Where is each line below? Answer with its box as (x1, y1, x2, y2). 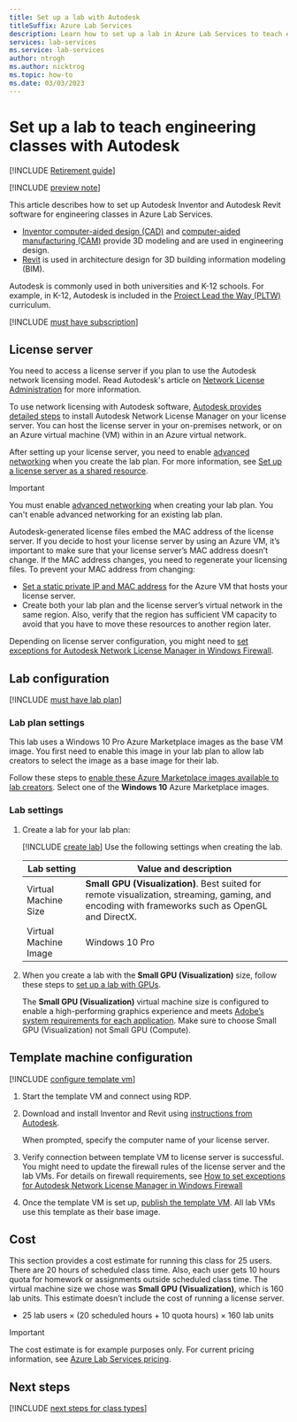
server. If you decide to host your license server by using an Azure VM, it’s (9, 536, 280, 547)
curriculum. (9, 299, 51, 310)
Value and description (136, 862, 232, 874)
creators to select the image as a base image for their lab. (9, 756, 219, 766)
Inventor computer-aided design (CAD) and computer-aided (21, 226, 241, 236)
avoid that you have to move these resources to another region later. (21, 619, 271, 629)
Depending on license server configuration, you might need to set (9, 636, 249, 647)
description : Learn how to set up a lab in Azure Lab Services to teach (9, 29, 283, 38)
